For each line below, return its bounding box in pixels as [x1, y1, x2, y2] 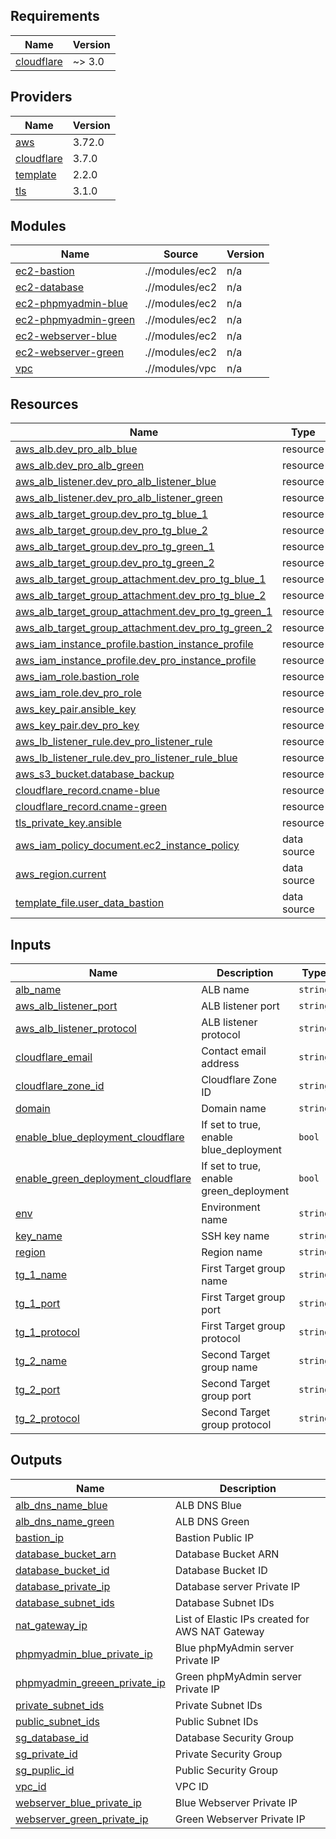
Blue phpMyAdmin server [174, 1640, 295, 1654]
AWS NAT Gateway [174, 1624, 265, 1638]
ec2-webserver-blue [15, 329, 118, 343]
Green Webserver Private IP [174, 1812, 306, 1826]
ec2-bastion [15, 264, 75, 278]
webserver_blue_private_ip [15, 1795, 142, 1809]
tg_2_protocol [15, 1412, 80, 1426]
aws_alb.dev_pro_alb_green [15, 459, 145, 473]
